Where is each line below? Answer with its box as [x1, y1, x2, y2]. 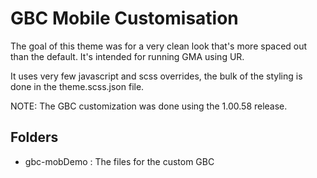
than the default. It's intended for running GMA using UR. [10, 50, 245, 62]
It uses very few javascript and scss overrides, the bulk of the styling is [10, 70, 303, 82]
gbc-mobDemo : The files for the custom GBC [24, 155, 215, 167]
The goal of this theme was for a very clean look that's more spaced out [10, 40, 308, 52]
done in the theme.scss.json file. [10, 80, 145, 92]
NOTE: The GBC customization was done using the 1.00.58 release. [10, 100, 288, 112]
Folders [10, 129, 59, 146]
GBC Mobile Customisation [10, 7, 239, 30]
